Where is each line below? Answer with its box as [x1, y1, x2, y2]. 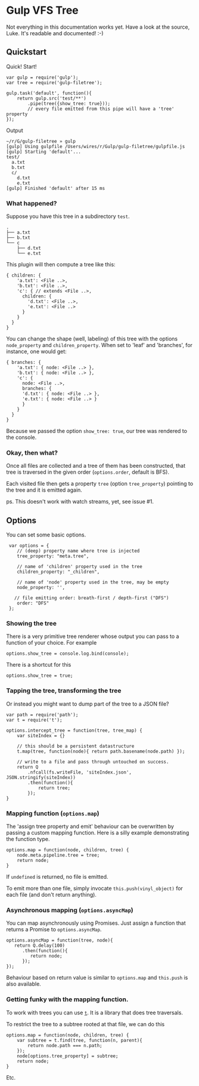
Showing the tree [6, 619, 57, 628]
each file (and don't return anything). [6, 891, 97, 898]
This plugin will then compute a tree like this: [6, 261, 116, 268]
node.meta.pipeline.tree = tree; [17, 852, 100, 858]
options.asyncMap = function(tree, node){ [6, 937, 113, 944]
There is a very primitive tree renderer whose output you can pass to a [6, 633, 179, 640]
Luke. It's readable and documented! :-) [6, 29, 104, 36]
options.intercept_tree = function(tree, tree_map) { [6, 727, 143, 734]
